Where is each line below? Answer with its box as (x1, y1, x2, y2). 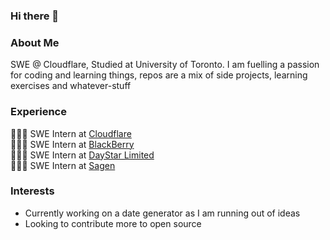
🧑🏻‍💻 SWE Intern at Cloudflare (10, 127, 132, 139)
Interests (10, 184, 55, 198)
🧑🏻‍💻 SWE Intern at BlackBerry (10, 138, 135, 150)
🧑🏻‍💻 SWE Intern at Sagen (10, 159, 116, 171)
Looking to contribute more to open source (24, 217, 202, 229)
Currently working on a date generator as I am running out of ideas (24, 207, 301, 219)
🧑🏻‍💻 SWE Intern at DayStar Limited (10, 149, 155, 161)
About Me (10, 35, 60, 49)
